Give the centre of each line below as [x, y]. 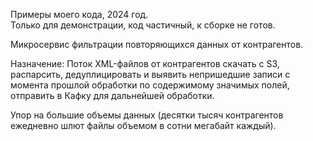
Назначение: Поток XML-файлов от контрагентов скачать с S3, [145, 63]
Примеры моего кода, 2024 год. [79, 14]
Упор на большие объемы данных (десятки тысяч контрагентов [147, 115]
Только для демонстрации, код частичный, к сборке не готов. [143, 25]
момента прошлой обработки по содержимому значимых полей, [150, 85]
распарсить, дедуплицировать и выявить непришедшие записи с [150, 74]
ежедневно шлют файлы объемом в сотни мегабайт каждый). [143, 125]
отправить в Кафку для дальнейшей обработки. [112, 95]
